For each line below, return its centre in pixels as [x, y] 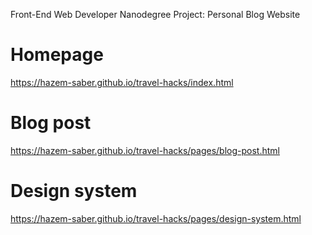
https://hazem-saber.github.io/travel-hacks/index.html [122, 82]
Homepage [57, 55]
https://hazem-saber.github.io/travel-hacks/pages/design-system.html [156, 218]
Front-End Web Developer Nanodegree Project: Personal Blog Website [155, 14]
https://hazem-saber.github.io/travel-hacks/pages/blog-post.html [145, 150]
